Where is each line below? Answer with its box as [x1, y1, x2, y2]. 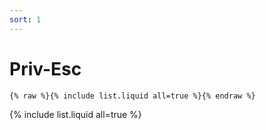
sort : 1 [9, 14, 42, 25]
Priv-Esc [9, 57, 82, 80]
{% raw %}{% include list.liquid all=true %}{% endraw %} [9, 91, 256, 101]
